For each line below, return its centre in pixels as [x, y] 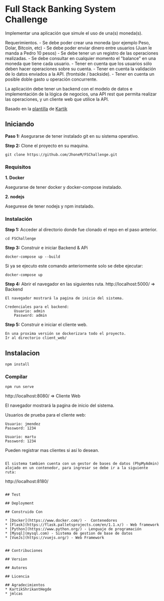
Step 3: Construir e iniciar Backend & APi [47, 248]
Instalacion [23, 353]
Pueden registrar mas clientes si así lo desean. [52, 451]
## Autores [16, 568]
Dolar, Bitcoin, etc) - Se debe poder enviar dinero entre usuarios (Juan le [79, 48]
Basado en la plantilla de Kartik [36, 109]
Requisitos [18, 167]
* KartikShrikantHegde [28, 589]
